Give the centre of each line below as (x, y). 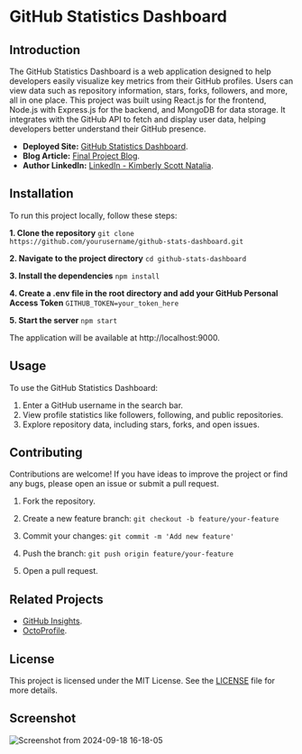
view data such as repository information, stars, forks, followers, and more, (149, 91)
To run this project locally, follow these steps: (93, 215)
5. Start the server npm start (64, 320)
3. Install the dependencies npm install (85, 276)
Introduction (45, 50)
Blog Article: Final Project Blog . (81, 156)
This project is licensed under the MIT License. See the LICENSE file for (142, 681)
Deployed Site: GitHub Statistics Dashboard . (105, 146)
